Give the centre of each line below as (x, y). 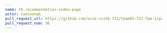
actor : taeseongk (23, 14)
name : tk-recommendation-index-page (43, 9)
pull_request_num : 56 (28, 23)
